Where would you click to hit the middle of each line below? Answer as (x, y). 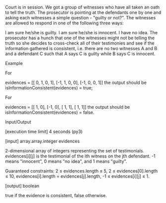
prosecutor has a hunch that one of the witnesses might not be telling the (80, 38)
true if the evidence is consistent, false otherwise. (56, 195)
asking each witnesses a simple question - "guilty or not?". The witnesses (81, 18)
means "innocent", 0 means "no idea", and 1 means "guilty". (66, 161)
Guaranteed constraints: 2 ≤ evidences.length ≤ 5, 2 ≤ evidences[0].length (81, 171)
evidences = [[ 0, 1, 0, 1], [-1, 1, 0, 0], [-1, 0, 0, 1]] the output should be (76, 82)
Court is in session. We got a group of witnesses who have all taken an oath (83, 7)
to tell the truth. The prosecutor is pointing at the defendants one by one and (83, 12)
